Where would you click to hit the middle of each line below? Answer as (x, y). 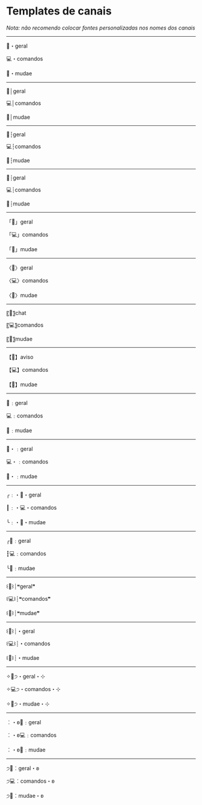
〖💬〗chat (16, 313)
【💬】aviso (20, 357)
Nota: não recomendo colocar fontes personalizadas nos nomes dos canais (101, 28)
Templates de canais (59, 11)
